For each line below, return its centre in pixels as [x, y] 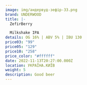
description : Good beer [30, 75]
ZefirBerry [21, 24]
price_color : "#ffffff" [30, 56]
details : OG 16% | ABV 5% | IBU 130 [43, 37]
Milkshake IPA [24, 33]
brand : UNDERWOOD [23, 14]
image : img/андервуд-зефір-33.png [41, 10]
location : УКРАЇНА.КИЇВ [30, 65]
